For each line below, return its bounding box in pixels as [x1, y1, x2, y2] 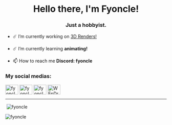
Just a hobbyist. [66, 22, 106, 29]
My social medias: [5, 73, 52, 80]
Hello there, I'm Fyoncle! [33, 3, 139, 15]
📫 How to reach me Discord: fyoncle [12, 58, 93, 64]
